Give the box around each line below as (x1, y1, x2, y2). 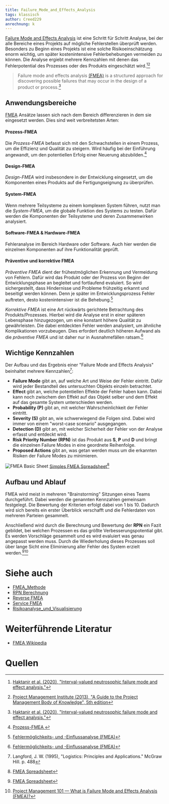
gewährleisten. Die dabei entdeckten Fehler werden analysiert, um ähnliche (5, 323, 161, 329)
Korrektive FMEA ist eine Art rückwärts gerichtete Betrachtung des (5, 306, 143, 312)
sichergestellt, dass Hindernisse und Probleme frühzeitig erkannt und (5, 285, 149, 291)
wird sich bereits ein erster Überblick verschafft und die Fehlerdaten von (5, 507, 155, 513)
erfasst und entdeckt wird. (12, 431, 67, 437)
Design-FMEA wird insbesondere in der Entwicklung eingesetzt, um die (5, 174, 153, 180)
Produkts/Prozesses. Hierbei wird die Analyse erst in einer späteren (5, 311, 145, 317)
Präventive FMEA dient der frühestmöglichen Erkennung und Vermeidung (5, 269, 157, 275)
